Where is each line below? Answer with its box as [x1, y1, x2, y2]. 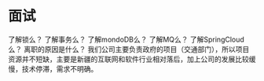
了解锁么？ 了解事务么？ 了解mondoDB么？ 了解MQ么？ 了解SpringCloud [8, 35, 245, 44]
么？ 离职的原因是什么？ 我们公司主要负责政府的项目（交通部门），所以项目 [8, 44, 250, 53]
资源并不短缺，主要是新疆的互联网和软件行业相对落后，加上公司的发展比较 [8, 54, 249, 64]
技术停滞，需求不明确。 [21, 64, 98, 73]
